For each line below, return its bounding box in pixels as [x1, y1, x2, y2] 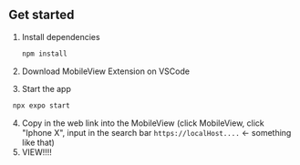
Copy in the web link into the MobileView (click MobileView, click [21, 118, 265, 129]
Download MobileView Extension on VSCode [21, 66, 191, 77]
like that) [21, 137, 56, 148]
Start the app [21, 83, 72, 94]
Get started [8, 7, 75, 23]
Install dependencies [21, 31, 101, 42]
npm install [21, 49, 67, 58]
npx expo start [12, 100, 70, 110]
